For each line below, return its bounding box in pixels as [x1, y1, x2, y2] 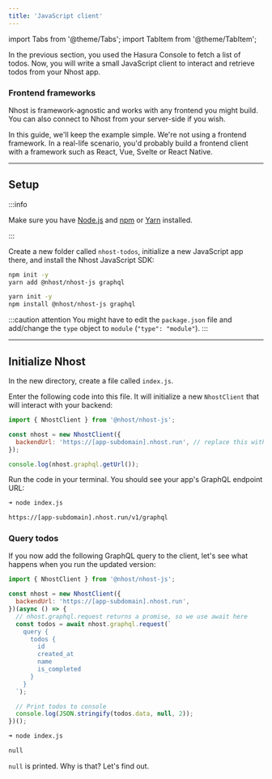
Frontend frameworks [8, 87, 96, 98]
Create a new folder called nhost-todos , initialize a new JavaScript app [8, 246, 244, 256]
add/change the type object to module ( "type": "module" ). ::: [8, 324, 209, 333]
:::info [8, 199, 28, 209]
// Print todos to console [15, 702, 107, 710]
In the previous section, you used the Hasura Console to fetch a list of [8, 49, 241, 59]
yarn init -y [8, 293, 53, 301]
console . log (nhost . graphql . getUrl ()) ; [8, 460, 139, 468]
